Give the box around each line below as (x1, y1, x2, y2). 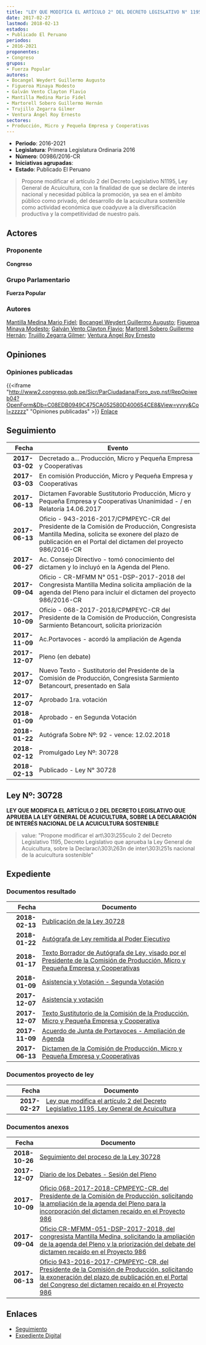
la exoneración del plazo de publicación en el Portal (39, 1273, 188, 1281)
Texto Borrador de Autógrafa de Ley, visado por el (42, 949, 186, 957)
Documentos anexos (6, 1123, 69, 1131)
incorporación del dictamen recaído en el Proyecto (39, 1207, 185, 1215)
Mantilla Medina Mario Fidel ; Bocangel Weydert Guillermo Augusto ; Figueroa (6, 319, 200, 326)
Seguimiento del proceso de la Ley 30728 (39, 1153, 161, 1161)
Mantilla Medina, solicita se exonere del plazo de (39, 529, 179, 538)
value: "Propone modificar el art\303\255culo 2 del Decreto (21, 832, 172, 839)
